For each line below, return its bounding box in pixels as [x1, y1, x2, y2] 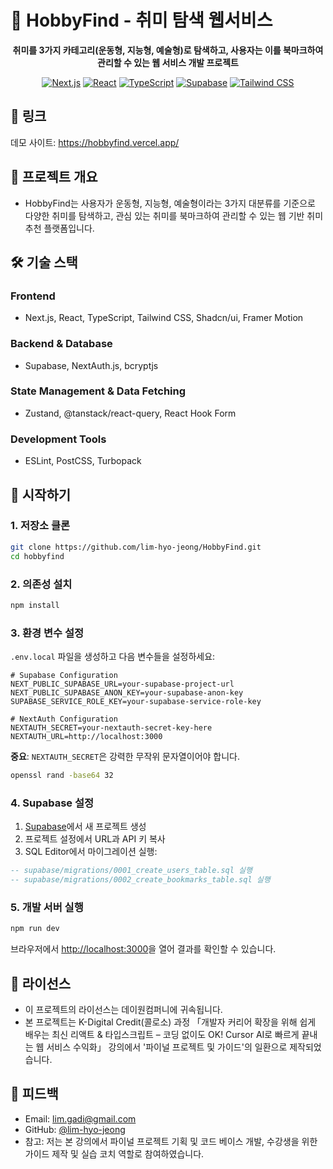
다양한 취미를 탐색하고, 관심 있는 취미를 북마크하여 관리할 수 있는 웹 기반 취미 [24, 209, 324, 221]
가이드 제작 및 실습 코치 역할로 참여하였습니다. [24, 1147, 205, 1160]
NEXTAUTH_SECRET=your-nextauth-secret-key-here [10, 723, 213, 733]
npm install [10, 600, 60, 610]
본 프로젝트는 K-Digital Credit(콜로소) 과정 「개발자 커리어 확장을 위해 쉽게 [24, 1016, 317, 1028]
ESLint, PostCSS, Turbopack [24, 455, 142, 467]
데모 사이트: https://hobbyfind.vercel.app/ [10, 136, 180, 148]
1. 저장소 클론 [10, 519, 71, 533]
